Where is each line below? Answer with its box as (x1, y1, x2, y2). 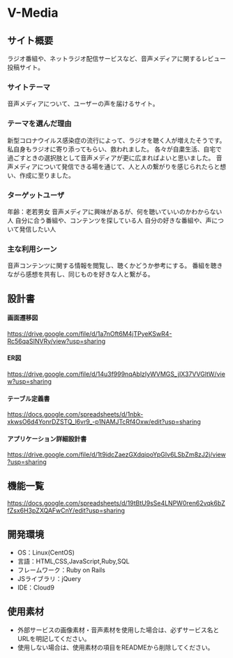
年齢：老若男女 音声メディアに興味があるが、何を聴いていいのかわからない (7, 207, 223, 216)
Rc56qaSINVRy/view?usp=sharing (7, 337, 106, 345)
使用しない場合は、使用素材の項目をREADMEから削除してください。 (17, 643, 214, 652)
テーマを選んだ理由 (7, 119, 72, 129)
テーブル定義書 (7, 394, 50, 402)
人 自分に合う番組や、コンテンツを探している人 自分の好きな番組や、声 (7, 216, 212, 225)
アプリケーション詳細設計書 (7, 434, 87, 442)
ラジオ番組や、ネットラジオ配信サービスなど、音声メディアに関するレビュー (7, 55, 227, 62)
